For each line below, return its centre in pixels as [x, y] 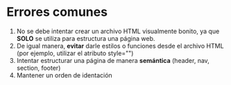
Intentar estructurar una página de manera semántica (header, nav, [113, 60]
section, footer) [38, 68]
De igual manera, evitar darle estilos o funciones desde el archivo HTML [120, 46]
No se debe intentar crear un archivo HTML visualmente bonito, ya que [118, 31]
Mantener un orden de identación [64, 75]
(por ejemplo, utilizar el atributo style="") [75, 53]
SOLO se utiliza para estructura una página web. [86, 38]
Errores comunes [57, 12]
